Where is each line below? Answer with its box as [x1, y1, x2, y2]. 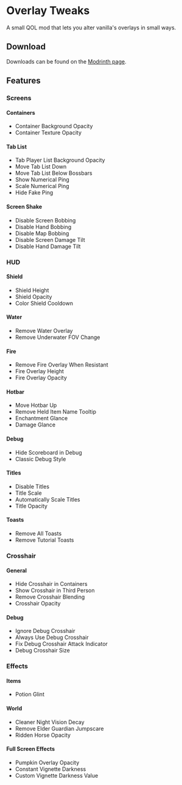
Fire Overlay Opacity [15, 374, 67, 382]
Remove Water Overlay [15, 327, 73, 334]
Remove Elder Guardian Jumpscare [15, 725, 104, 732]
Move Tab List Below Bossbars [15, 169, 93, 177]
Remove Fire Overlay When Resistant [15, 361, 108, 368]
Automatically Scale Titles [15, 495, 80, 503]
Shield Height [15, 287, 49, 294]
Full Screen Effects [6, 745, 55, 753]
